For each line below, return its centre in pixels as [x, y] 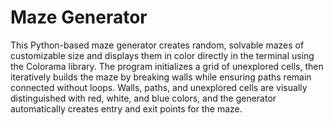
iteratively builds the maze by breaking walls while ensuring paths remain [161, 77]
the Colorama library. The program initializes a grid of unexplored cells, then [167, 66]
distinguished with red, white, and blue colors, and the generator [143, 98]
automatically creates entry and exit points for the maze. [126, 108]
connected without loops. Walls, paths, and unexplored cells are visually [159, 87]
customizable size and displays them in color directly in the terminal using [162, 55]
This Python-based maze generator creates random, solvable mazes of [157, 45]
